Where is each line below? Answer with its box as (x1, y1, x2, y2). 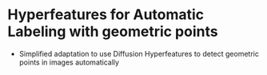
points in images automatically (18, 57, 120, 67)
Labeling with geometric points (7, 22, 218, 41)
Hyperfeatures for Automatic (7, 6, 205, 24)
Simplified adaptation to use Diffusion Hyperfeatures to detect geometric (18, 49, 259, 58)
